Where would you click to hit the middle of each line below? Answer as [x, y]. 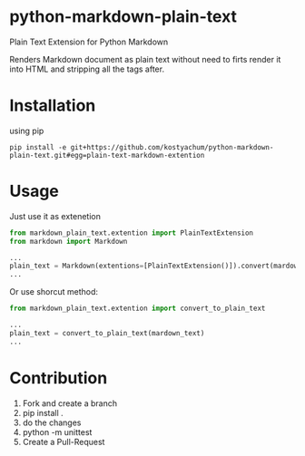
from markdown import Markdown [69, 241]
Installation [53, 106]
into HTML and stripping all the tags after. [87, 69]
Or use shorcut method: [54, 292]
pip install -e [38, 147]
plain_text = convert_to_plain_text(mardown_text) [107, 333]
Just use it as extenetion [55, 216]
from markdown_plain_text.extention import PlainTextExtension [132, 233]
